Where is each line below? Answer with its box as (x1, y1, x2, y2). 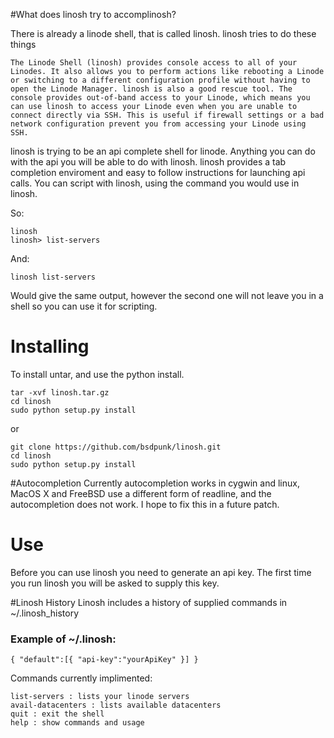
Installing (10, 335, 90, 358)
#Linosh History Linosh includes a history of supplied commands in (10, 596, 288, 608)
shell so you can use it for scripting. (10, 300, 158, 312)
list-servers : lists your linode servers (10, 692, 190, 702)
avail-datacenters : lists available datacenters (10, 700, 222, 711)
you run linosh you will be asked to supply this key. (10, 577, 220, 589)
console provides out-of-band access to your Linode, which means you (10, 93, 311, 103)
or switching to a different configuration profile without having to (10, 75, 311, 85)
